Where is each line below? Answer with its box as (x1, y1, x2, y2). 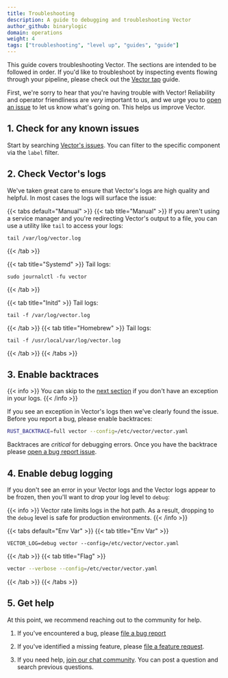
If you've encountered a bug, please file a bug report (16, 629, 166, 637)
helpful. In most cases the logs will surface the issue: (7, 193, 157, 202)
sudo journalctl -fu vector (7, 273, 88, 280)
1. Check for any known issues (7, 123, 140, 134)
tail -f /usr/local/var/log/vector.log (7, 337, 121, 344)
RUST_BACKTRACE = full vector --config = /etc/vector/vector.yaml (7, 428, 188, 435)
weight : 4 (7, 36, 36, 42)
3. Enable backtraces (7, 369, 99, 381)
